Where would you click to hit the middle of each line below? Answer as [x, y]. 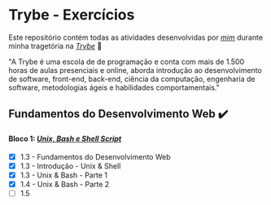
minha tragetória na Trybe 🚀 [55, 45]
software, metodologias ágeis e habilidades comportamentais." [114, 88]
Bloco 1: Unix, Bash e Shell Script [65, 139]
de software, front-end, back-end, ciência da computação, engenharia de [132, 79]
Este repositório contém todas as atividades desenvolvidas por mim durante [135, 37]
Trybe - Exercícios [72, 15]
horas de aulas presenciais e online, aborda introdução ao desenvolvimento [135, 70]
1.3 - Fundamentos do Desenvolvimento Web [95, 156]
